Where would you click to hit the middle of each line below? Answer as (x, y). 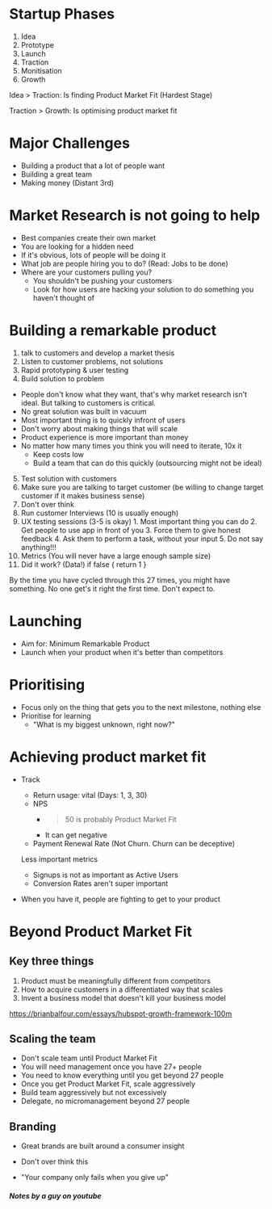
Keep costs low (58, 454)
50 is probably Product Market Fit (121, 819)
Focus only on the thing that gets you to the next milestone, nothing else (141, 707)
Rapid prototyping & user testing (75, 370)
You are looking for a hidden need (77, 246)
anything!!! (38, 547)
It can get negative (76, 835)
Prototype (38, 44)
